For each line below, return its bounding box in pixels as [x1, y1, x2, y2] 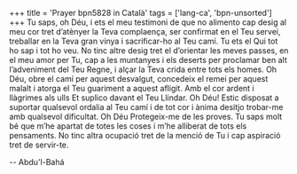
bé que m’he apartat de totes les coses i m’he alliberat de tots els [9, 121, 247, 131]
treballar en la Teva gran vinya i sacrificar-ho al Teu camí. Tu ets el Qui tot [9, 36, 278, 46]
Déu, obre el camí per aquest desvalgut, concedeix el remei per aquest [9, 74, 269, 83]
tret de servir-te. [9, 139, 69, 150]
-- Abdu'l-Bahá [9, 157, 65, 167]
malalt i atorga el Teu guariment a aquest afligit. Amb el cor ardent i [9, 83, 254, 93]
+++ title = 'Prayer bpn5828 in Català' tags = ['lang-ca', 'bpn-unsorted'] [9, 8, 272, 18]
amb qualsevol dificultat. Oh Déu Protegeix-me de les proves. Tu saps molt [9, 111, 283, 122]
